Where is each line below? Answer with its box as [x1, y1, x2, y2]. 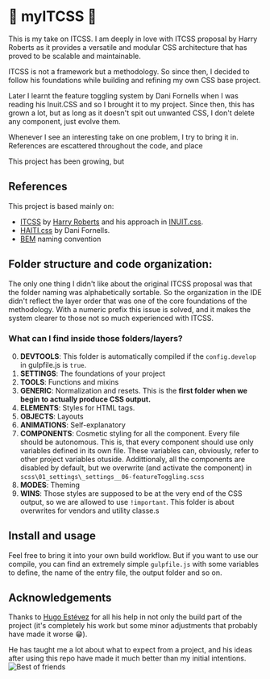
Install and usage [8, 529, 97, 543]
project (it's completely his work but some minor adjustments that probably [8, 621, 258, 631]
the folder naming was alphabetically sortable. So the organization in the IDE [8, 287, 262, 297]
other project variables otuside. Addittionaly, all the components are [19, 454, 246, 464]
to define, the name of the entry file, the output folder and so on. [8, 568, 222, 577]
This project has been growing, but [8, 156, 125, 166]
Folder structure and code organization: [8, 257, 213, 271]
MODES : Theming [19, 480, 81, 489]
